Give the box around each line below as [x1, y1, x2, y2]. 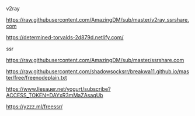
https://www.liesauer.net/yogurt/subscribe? [6, 86, 111, 93]
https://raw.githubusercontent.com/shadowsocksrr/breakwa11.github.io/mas [6, 68, 190, 75]
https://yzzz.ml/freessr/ [6, 103, 63, 110]
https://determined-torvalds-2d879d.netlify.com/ [6, 34, 124, 40]
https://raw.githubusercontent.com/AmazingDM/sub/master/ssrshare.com [6, 57, 184, 63]
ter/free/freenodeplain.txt [6, 74, 67, 81]
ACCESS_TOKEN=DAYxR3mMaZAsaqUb [6, 92, 103, 98]
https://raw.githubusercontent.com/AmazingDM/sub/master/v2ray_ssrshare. [6, 16, 190, 23]
